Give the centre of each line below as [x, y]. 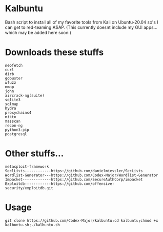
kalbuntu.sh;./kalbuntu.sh [32, 225]
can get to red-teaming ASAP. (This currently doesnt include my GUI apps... [81, 27]
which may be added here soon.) [38, 32]
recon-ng [14, 126]
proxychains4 [18, 113]
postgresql [16, 134]
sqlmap [12, 104]
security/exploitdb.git [29, 188]
